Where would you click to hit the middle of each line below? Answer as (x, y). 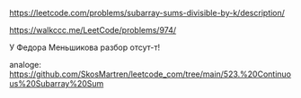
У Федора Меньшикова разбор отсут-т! (84, 47)
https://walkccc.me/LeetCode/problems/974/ (93, 30)
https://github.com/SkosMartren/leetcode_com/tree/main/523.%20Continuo (150, 74)
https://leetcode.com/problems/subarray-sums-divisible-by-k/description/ (147, 13)
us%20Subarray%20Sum (57, 83)
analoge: (26, 65)
